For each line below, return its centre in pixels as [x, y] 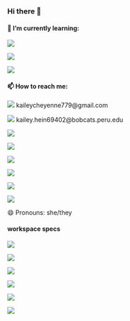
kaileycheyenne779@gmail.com [62, 106]
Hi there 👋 [25, 11]
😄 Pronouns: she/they [40, 213]
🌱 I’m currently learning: [43, 28]
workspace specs [34, 229]
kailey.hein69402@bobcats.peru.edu [70, 120]
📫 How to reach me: [38, 86]
